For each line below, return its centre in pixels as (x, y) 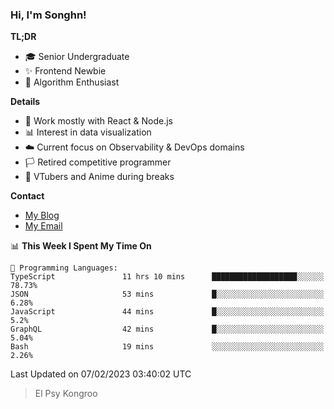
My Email (43, 226)
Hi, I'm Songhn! (48, 15)
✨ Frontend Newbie (65, 71)
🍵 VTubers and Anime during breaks (99, 177)
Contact (27, 196)
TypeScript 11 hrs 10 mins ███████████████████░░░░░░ (167, 277)
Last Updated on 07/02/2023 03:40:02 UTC (101, 374)
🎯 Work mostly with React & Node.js (98, 121)
